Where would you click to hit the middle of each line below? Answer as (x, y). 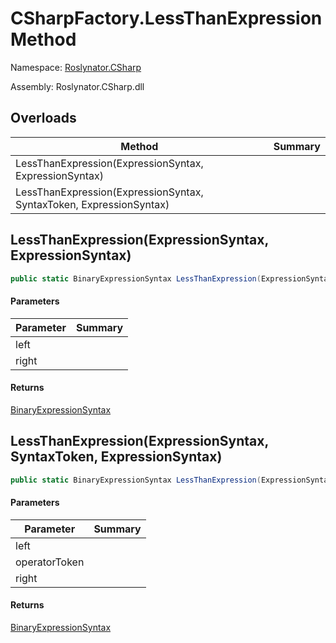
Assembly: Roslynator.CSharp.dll (77, 86)
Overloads (43, 118)
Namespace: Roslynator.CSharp (76, 67)
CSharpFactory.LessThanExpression (166, 18)
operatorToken (50, 562)
